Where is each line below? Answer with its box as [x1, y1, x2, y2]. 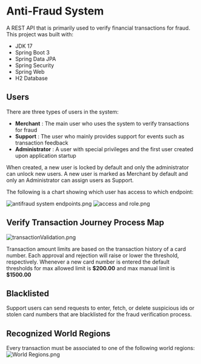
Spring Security [15, 62, 54, 69]
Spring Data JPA [15, 55, 56, 62]
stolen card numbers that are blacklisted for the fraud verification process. [6, 311, 192, 318]
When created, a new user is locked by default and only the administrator [6, 163, 189, 171]
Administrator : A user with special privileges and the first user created [15, 145, 194, 152]
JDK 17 [15, 42, 33, 50]
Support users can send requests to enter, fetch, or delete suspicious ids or [6, 304, 195, 312]
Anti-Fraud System [6, 4, 104, 18]
